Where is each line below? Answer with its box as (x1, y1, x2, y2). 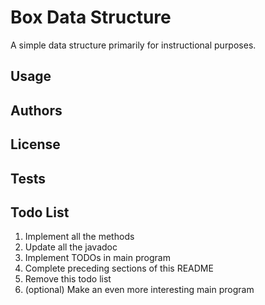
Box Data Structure (10, 6, 172, 29)
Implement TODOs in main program (24, 252, 171, 264)
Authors (10, 102, 63, 119)
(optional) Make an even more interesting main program (24, 284, 255, 296)
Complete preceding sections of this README (24, 262, 214, 275)
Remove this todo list (24, 273, 112, 285)
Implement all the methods (24, 231, 135, 243)
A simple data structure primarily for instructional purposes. (10, 39, 257, 51)
